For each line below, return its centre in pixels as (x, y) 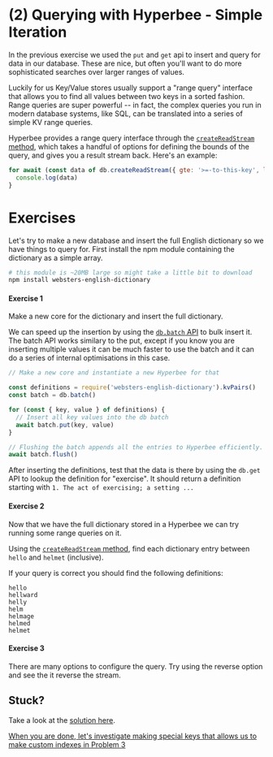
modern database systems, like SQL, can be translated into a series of (126, 113)
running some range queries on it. (65, 533)
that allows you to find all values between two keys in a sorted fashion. (127, 96)
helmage (22, 616)
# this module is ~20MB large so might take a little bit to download (130, 273)
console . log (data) (47, 177)
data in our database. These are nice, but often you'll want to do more (125, 63)
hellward (23, 595)
